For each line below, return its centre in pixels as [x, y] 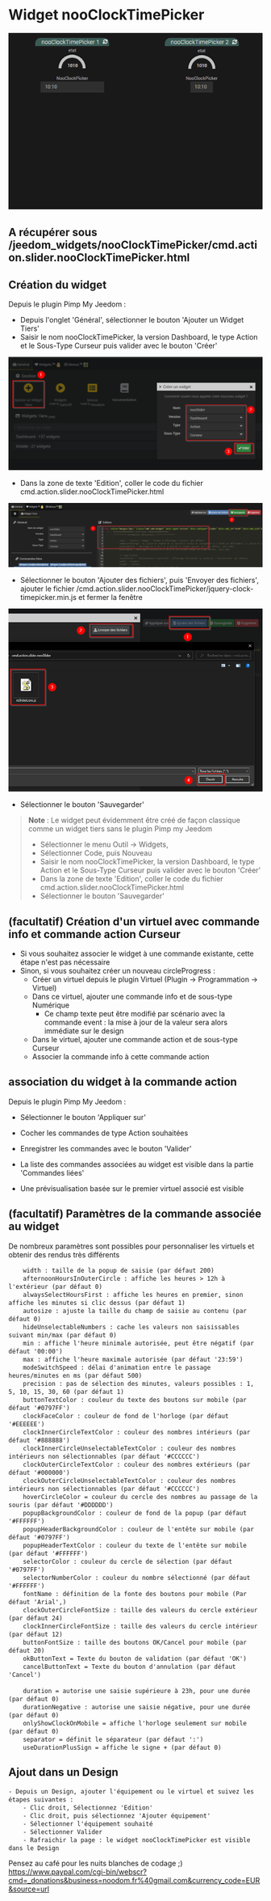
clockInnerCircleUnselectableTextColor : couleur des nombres [129, 1448]
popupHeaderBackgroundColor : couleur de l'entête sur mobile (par [138, 1529]
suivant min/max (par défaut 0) [63, 1335]
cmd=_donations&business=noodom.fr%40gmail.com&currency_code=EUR [134, 1881]
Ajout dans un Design [63, 1772]
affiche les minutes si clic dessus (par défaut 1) [97, 1303]
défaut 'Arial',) [38, 1602]
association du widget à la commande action [123, 1082]
